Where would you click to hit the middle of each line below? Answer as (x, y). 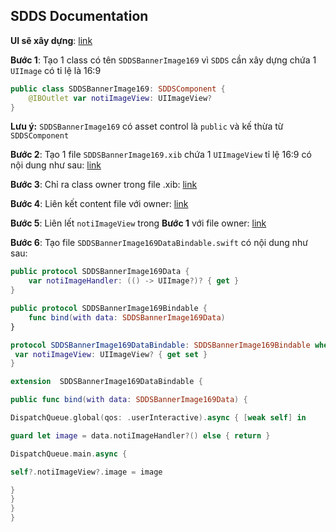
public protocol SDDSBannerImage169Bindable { (109, 309)
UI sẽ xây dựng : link (51, 40)
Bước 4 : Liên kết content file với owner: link (99, 204)
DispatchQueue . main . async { (69, 454)
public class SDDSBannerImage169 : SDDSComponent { (118, 89)
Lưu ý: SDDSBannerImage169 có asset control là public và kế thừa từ (147, 126)
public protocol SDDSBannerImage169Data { (100, 272)
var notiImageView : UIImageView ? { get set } (111, 354)
